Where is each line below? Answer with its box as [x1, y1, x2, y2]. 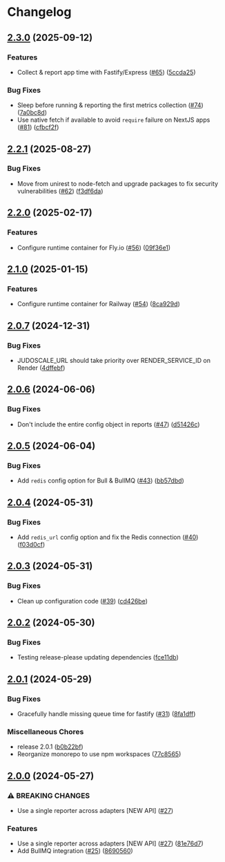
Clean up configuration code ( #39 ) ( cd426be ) [17, 597, 148, 605]
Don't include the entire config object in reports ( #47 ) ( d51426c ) [17, 420, 200, 429]
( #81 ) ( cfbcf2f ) [17, 123, 59, 131]
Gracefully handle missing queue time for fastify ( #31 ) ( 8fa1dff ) [17, 710, 196, 718]
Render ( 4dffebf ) [17, 364, 66, 372]
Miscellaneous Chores [7, 727, 84, 736]
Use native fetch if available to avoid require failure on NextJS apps [17, 115, 211, 124]
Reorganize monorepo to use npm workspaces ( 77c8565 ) [17, 750, 182, 758]
